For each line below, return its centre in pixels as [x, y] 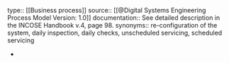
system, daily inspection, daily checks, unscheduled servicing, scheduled [115, 33]
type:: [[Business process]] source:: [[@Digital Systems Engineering [107, 10]
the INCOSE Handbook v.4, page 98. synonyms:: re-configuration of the [112, 25]
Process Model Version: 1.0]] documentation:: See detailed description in [114, 18]
